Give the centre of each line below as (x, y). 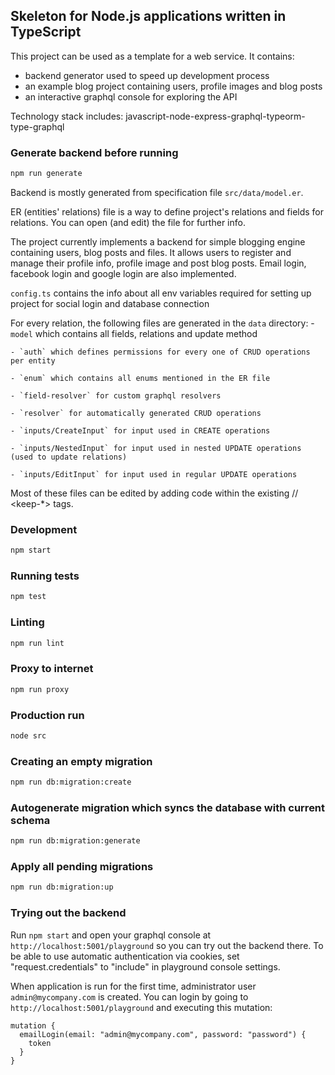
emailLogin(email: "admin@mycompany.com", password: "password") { (163, 1034)
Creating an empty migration (81, 761)
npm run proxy (40, 689)
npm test (28, 597)
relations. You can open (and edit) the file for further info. (128, 222)
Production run (47, 715)
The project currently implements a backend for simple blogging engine (158, 241)
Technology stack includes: (67, 116)
